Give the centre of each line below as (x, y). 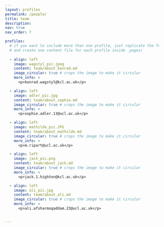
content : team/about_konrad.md (46, 68)
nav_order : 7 (18, 32)
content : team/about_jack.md (43, 163)
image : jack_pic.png (35, 159)
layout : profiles (23, 10)
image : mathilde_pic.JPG (39, 127)
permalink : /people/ (26, 14)
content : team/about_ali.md (42, 195)
